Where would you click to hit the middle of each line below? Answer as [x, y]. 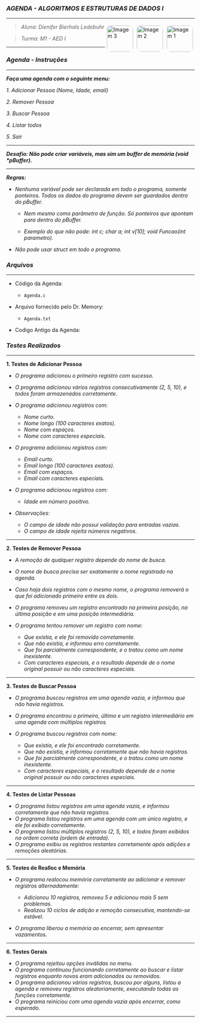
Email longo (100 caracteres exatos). [69, 466]
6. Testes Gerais [27, 952]
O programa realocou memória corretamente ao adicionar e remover [100, 880]
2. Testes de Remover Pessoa [44, 548]
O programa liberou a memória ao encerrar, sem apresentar [89, 928]
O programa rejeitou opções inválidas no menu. [74, 964]
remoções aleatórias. [41, 851]
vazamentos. [31, 935]
